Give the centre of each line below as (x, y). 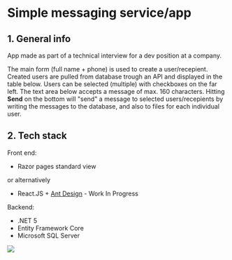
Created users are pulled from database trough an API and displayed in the (115, 76)
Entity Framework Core (50, 228)
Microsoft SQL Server (49, 235)
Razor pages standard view (57, 166)
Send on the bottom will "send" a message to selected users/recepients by (115, 99)
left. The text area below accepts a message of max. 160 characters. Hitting (116, 91)
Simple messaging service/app (100, 13)
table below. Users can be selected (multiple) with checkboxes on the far (113, 84)
